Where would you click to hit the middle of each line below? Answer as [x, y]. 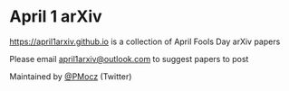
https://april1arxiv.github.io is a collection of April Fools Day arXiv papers [145, 41]
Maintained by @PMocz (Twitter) [71, 76]
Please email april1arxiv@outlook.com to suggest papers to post [129, 59]
